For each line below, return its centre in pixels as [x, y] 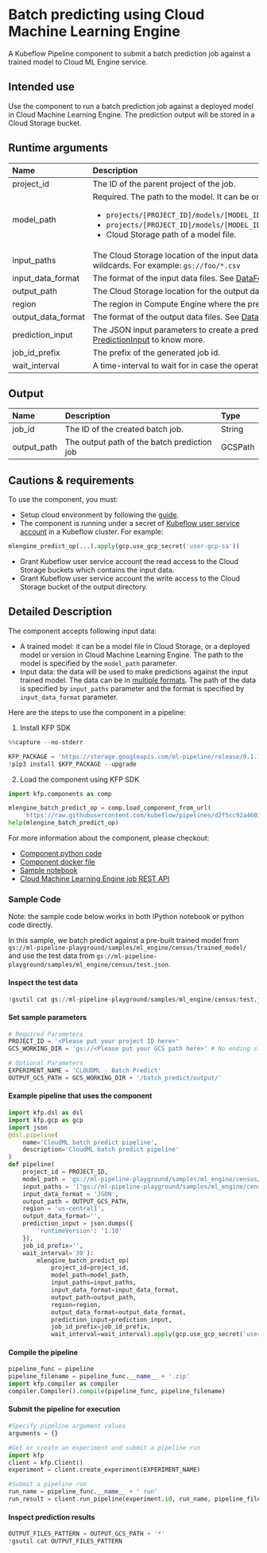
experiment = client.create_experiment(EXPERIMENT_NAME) [104, 1470]
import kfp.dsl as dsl [46, 1113]
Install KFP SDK [45, 728]
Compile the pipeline [43, 1352]
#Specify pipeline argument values [67, 1426]
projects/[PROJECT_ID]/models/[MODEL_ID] [186, 215]
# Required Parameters [46, 1034]
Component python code [60, 853]
